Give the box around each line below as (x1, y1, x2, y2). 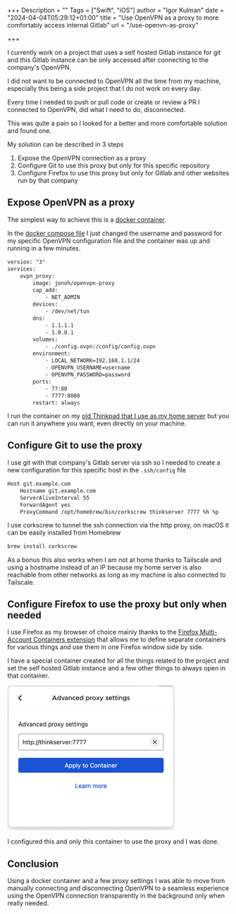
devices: (32, 301, 58, 308)
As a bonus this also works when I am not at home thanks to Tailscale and (7, 556, 222, 564)
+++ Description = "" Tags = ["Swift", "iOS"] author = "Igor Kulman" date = (7, 6, 224, 14)
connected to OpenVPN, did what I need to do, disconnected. (7, 106, 185, 113)
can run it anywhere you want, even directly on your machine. (7, 419, 187, 427)
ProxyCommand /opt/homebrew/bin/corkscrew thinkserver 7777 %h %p (20, 508, 219, 515)
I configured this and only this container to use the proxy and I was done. (7, 837, 220, 846)
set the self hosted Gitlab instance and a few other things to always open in (7, 664, 226, 672)
